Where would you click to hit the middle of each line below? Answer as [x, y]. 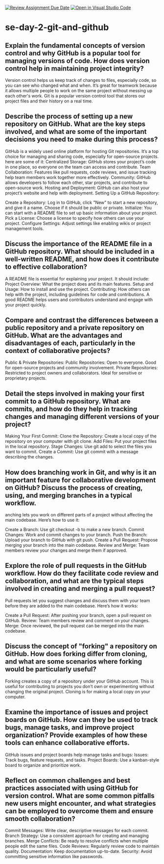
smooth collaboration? [40, 819]
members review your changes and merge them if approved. [66, 550]
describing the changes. [30, 457]
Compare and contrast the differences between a [82, 320]
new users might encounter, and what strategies [81, 803]
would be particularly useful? [51, 669]
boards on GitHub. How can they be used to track [82, 720]
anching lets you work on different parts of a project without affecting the [79, 515]
